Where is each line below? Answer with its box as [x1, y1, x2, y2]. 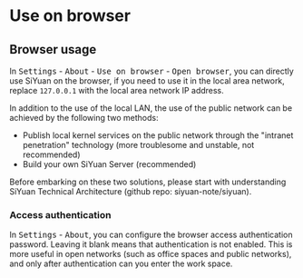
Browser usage [9, 42, 97, 57]
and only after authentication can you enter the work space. [9, 258, 233, 269]
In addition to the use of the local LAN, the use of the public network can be [9, 103, 293, 114]
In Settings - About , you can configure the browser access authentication [9, 229, 293, 241]
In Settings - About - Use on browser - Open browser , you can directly [9, 65, 295, 76]
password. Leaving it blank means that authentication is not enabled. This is [9, 239, 293, 250]
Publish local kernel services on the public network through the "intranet [22, 130, 294, 141]
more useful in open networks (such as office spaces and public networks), [9, 249, 292, 260]
